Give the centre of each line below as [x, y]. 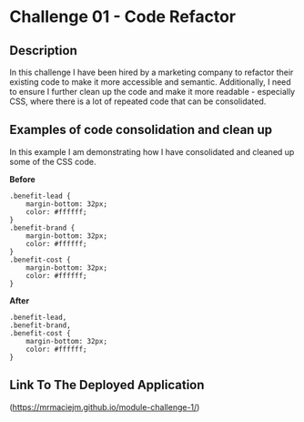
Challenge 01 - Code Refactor [123, 17]
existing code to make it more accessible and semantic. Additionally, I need [150, 82]
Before [23, 179]
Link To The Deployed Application [107, 385]
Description [43, 51]
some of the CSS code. [53, 161]
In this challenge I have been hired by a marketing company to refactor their [152, 72]
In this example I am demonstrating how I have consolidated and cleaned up [152, 151]
